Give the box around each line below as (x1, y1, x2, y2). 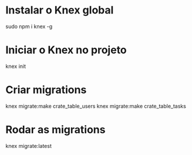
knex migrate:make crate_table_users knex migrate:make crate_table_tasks (5, 102, 186, 109)
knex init (5, 63, 26, 70)
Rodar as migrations (5, 123, 106, 136)
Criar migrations (5, 83, 87, 97)
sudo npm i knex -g (5, 23, 53, 30)
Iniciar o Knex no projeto (5, 43, 127, 57)
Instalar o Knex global (5, 4, 114, 17)
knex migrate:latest (5, 142, 52, 149)
